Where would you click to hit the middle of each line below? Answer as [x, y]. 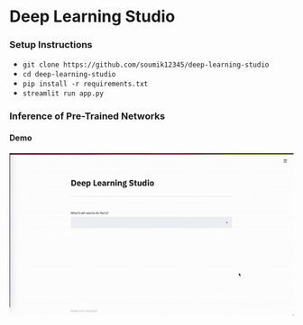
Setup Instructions [51, 45]
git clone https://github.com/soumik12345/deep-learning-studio [146, 65]
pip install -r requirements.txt [85, 84]
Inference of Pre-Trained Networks [87, 116]
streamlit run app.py [63, 94]
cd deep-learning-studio [69, 75]
